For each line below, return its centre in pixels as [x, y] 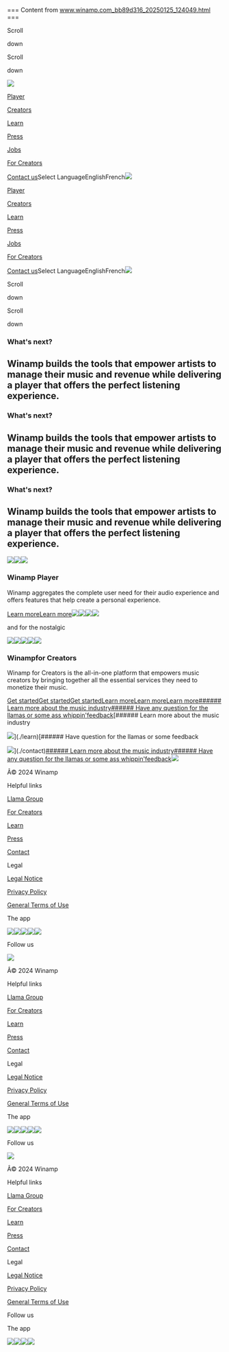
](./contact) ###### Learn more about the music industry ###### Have [113, 751]
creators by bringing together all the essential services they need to [103, 680]
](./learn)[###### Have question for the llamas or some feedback [106, 736]
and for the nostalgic [36, 627]
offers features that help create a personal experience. [84, 600]
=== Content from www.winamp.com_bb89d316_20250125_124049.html [109, 10]
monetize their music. [38, 687]
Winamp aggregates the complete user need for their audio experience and [113, 592]
